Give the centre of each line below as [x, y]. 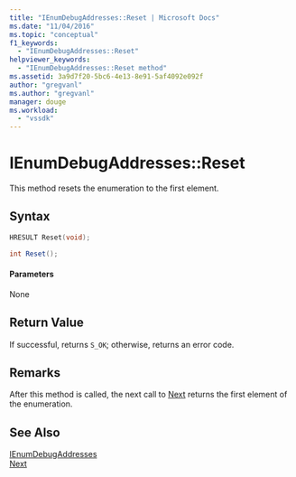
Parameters [32, 274]
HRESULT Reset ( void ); [50, 237]
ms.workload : [34, 110]
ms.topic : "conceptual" [54, 34]
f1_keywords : [34, 43]
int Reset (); [34, 254]
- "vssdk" [36, 118]
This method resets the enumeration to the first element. [114, 188]
